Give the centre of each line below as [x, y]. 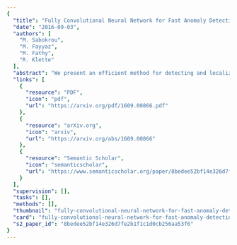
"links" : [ [29, 79]
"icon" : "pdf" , [48, 100]
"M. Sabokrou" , [42, 40]
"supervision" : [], [42, 191]
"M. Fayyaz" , [39, 47]
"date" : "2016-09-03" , [46, 27]
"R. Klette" [37, 60]
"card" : [24, 217]
